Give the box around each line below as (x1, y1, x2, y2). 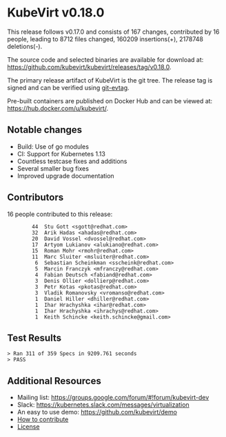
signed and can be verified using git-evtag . (7, 83, 130, 92)
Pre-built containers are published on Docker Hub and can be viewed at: (7, 96, 213, 105)
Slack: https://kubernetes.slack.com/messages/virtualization (17, 401, 189, 409)
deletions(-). (7, 42, 43, 50)
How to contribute (17, 415, 69, 424)
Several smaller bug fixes (17, 164, 90, 173)
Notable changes (7, 124, 83, 136)
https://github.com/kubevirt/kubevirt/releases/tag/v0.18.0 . (7, 63, 172, 71)
